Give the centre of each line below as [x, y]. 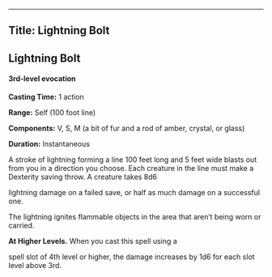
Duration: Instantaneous [49, 143]
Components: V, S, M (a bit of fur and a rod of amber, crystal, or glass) [127, 128]
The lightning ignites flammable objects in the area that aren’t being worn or [135, 216]
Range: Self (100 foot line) [52, 112]
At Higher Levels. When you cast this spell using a [93, 241]
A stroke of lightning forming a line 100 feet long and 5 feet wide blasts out [133, 160]
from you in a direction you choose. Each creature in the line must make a [131, 168]
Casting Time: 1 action [47, 96]
